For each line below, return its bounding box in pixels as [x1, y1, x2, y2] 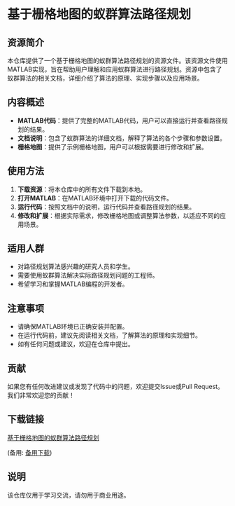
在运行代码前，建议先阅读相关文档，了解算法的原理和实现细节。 [17, 331, 201, 340]
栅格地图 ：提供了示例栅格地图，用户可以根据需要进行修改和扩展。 [17, 142, 208, 151]
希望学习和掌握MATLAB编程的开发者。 [17, 280, 129, 288]
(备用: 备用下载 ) [7, 448, 52, 456]
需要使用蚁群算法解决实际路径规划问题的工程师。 [17, 271, 159, 280]
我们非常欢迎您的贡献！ [7, 391, 75, 399]
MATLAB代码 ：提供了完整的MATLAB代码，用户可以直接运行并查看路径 [17, 116, 222, 125]
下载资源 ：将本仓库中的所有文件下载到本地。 [17, 185, 147, 193]
